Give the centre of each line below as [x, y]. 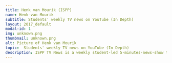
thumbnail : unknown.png [31, 39]
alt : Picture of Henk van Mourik [41, 43]
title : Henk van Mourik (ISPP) [39, 10]
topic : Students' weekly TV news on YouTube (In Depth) [67, 48]
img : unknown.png [24, 34]
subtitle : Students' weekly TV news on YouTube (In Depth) [70, 19]
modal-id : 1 [18, 29]
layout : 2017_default [28, 24]
